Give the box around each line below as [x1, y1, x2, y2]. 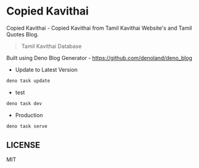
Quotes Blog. [6, 30, 39, 38]
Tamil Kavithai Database [21, 42, 82, 50]
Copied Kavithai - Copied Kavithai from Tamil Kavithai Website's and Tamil [6, 24, 192, 32]
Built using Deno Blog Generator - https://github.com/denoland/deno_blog [6, 54, 193, 61]
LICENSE [6, 139, 41, 150]
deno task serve [6, 123, 47, 129]
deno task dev [6, 100, 43, 107]
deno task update [6, 78, 51, 84]
